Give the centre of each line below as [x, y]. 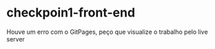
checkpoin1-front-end [71, 13]
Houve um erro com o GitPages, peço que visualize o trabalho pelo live [107, 32]
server [16, 39]
